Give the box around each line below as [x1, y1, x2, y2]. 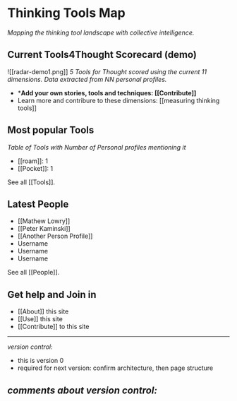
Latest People [7, 198, 69, 210]
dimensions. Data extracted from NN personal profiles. [7, 75, 167, 83]
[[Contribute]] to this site [17, 323, 90, 331]
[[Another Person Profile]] [17, 232, 93, 241]
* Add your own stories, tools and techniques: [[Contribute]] [17, 88, 197, 97]
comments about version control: [7, 384, 157, 396]
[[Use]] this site [17, 315, 63, 323]
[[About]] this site [17, 307, 69, 316]
